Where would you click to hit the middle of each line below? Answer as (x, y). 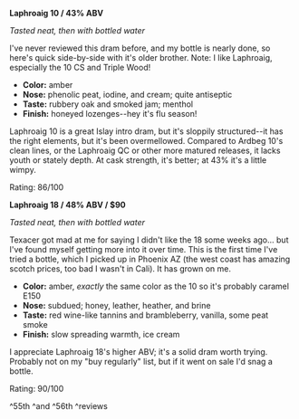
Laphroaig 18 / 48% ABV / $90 (68, 205)
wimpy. (23, 170)
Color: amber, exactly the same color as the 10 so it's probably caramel (156, 286)
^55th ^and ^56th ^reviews (59, 406)
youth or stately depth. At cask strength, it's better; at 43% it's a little (138, 160)
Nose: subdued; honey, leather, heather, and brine (116, 305)
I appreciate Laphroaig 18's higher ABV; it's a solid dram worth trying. (139, 352)
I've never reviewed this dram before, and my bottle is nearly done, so (140, 48)
